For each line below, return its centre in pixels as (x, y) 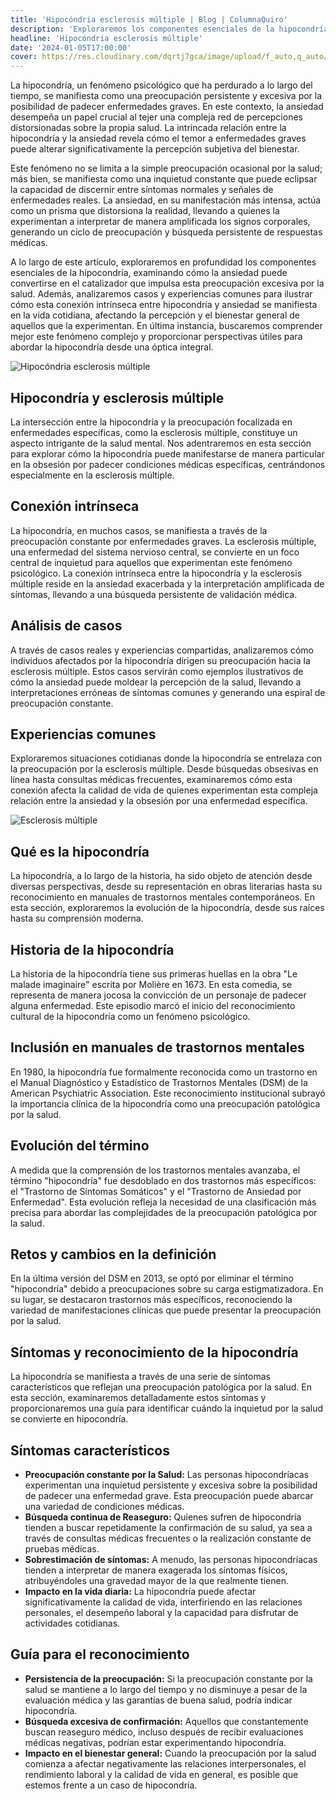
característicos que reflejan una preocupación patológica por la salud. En (161, 1387)
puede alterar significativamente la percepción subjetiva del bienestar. (155, 149)
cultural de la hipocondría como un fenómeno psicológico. (130, 1016)
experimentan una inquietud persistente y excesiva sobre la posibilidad (171, 1485)
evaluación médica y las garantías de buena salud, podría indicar (158, 1700)
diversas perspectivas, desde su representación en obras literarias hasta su (166, 887)
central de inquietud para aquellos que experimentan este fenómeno (151, 562)
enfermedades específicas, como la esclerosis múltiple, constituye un (154, 432)
